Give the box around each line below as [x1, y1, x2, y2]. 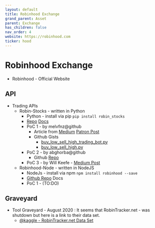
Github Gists [34, 134, 59, 140]
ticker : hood [5, 39, 32, 44]
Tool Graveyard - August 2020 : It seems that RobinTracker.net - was [12, 207, 150, 213]
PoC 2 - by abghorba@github [26, 149, 86, 155]
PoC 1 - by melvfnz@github [26, 123, 82, 129]
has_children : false [5, 25, 47, 30]
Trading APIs [12, 103, 38, 108]
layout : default [5, 7, 38, 12]
